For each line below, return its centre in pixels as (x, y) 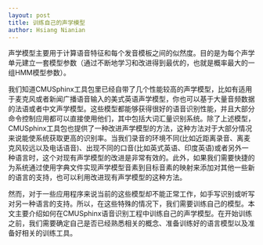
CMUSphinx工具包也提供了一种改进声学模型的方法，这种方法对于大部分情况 (130, 128)
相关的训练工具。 (49, 233)
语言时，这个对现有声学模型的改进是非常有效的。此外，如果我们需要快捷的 (135, 158)
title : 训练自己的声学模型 (47, 23)
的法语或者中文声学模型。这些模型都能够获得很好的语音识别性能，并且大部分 (131, 109)
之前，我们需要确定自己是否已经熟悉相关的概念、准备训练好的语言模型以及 (128, 223)
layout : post (29, 15)
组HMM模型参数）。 (39, 73)
